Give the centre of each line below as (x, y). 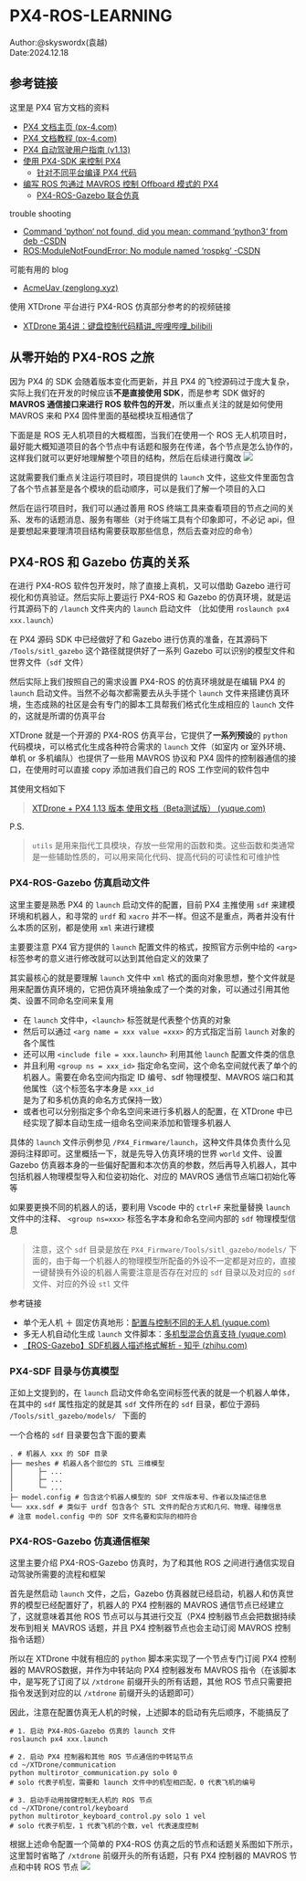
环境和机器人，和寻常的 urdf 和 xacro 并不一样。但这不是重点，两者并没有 (148, 916)
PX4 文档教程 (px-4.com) (70, 138)
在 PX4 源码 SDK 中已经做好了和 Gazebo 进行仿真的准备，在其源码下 (139, 639)
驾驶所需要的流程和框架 (61, 1574)
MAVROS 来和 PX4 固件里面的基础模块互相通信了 (102, 415)
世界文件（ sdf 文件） (49, 662)
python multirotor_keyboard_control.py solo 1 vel (108, 1817)
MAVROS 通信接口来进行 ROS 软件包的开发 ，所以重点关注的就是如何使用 (147, 404)
